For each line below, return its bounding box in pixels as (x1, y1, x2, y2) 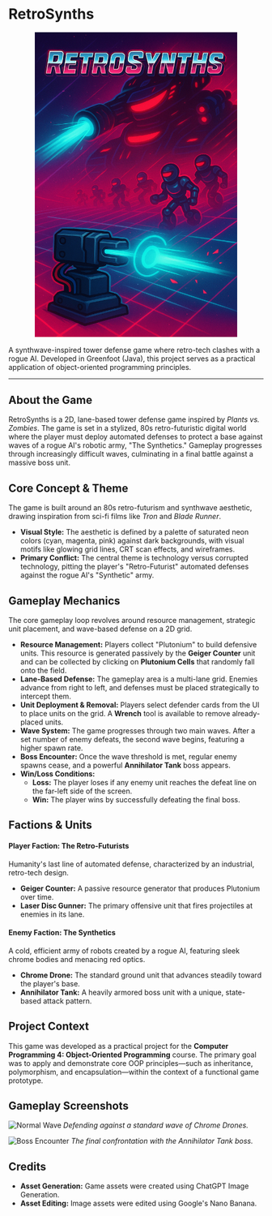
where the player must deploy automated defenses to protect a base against (8, 432, 263, 442)
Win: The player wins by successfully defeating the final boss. (32, 794, 240, 804)
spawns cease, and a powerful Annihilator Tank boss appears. (19, 760, 231, 770)
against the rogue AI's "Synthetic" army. (19, 570, 155, 580)
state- (225, 987, 245, 997)
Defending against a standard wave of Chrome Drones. (63, 1120, 249, 1130)
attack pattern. (43, 995, 92, 1006)
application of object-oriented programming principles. (8, 362, 192, 372)
